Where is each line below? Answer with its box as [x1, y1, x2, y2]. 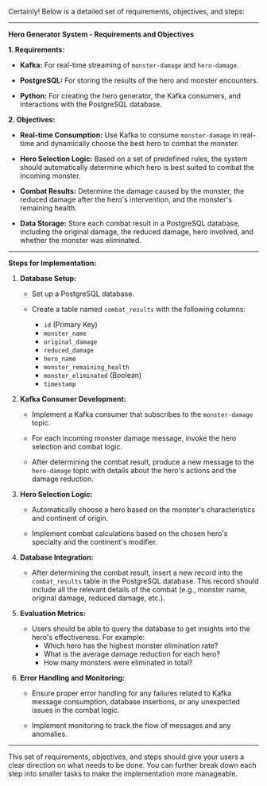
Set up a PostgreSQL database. [31, 289, 135, 299]
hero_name [43, 355, 76, 363]
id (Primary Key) [43, 320, 98, 329]
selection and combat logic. [31, 442, 123, 451]
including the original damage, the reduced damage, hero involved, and [19, 227, 254, 237]
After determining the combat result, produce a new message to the [31, 457, 254, 467]
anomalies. [31, 730, 68, 738]
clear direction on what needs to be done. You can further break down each [8, 761, 257, 769]
